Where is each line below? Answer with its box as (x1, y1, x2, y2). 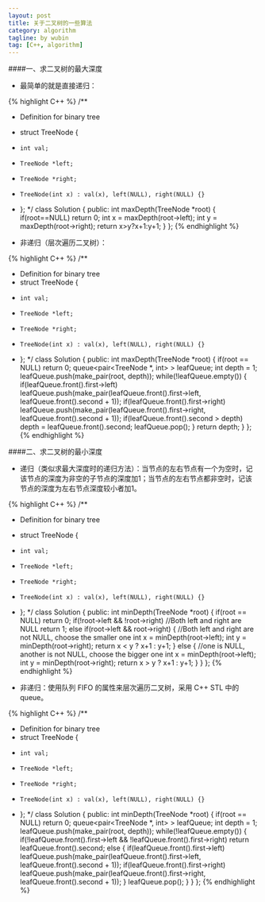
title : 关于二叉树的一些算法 (8, 19, 93, 27)
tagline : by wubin (8, 33, 69, 42)
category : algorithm (8, 26, 77, 34)
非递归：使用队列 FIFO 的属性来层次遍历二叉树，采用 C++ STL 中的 (19, 683, 240, 692)
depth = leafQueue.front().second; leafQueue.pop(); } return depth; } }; (19, 422, 252, 432)
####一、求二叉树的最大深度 (8, 64, 103, 74)
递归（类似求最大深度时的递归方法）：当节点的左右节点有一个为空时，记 (19, 464, 253, 474)
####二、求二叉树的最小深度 (8, 447, 103, 457)
